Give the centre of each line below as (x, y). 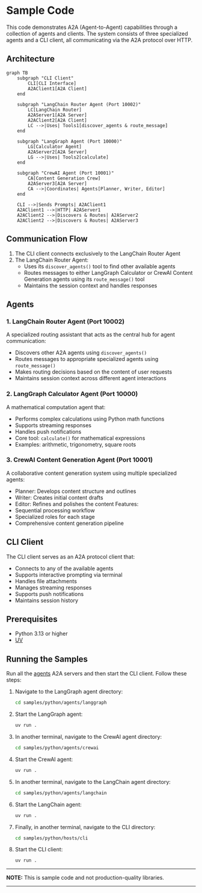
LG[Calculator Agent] (55, 146)
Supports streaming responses (53, 425)
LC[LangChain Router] (55, 110)
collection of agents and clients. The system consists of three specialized (97, 33)
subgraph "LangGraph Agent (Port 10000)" (69, 141)
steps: (14, 680)
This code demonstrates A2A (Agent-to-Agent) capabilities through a (92, 27)
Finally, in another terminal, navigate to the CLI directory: (85, 827)
